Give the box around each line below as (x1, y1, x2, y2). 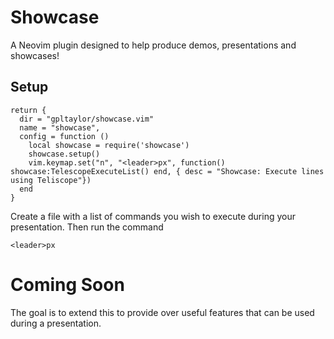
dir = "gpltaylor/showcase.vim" (19, 114, 155, 124)
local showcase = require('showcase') (28, 140, 190, 150)
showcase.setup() (28, 149, 101, 159)
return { (10, 105, 47, 115)
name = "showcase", (19, 122, 101, 133)
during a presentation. (10, 317, 102, 329)
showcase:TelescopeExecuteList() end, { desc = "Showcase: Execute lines (10, 166, 325, 176)
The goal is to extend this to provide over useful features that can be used (10, 306, 315, 318)
